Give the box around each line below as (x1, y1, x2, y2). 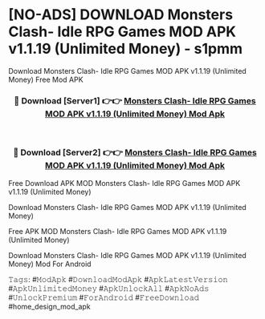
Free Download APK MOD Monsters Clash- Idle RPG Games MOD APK (8, 178, 241, 188)
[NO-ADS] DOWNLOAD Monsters (8, 6, 234, 24)
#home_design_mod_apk (8, 301, 91, 311)
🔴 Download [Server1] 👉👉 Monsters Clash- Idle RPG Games (14, 95, 256, 106)
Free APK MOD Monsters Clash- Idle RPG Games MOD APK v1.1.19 (8, 226, 227, 236)
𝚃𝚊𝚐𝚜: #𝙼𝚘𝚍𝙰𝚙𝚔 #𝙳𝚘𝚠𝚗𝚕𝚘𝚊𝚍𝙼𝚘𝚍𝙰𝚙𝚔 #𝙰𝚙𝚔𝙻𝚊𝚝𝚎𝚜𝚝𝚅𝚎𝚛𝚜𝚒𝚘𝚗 (8, 274, 229, 284)
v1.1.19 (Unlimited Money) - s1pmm (8, 40, 243, 58)
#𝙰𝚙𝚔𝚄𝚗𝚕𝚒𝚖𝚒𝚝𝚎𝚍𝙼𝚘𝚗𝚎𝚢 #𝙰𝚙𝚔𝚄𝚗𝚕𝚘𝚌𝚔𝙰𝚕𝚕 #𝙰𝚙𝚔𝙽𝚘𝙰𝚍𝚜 (8, 283, 210, 293)
